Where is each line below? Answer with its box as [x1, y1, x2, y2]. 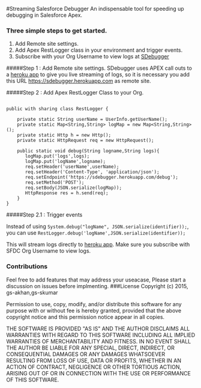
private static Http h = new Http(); [17, 132, 112, 138]
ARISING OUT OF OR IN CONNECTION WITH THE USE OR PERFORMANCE [6, 369, 191, 377]
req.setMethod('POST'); [25, 180, 85, 186]
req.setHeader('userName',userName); [25, 164, 119, 170]
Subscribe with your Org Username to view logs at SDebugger [14, 53, 169, 60]
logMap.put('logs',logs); [25, 153, 90, 159]
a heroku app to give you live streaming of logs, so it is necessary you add [6, 71, 190, 78]
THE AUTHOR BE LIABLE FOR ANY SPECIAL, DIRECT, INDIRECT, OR [6, 344, 175, 351]
